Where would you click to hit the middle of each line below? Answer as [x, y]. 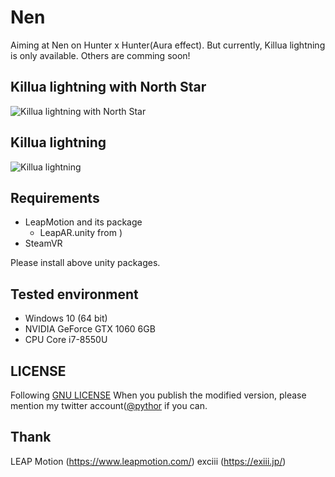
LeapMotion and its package [83, 222]
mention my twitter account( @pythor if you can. [109, 405]
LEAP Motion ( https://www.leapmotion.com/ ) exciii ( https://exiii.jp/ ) [148, 461]
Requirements [55, 197]
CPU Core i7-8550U [66, 340]
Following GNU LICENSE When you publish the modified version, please [158, 395]
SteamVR [43, 243]
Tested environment [74, 294]
